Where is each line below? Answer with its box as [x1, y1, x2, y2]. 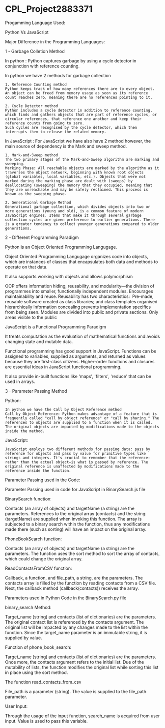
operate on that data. [5, 264, 48, 270]
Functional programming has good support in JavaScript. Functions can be [5, 348, 157, 354]
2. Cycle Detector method [5, 103, 58, 109]
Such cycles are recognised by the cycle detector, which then [5, 125, 137, 130]
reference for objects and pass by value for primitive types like [5, 451, 146, 456]
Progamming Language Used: [5, 20, 65, 26]
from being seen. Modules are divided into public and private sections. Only [5, 309, 159, 315]
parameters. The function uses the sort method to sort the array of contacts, [5, 551, 160, 556]
